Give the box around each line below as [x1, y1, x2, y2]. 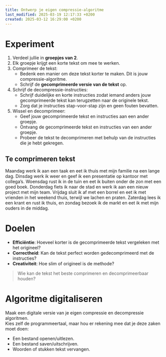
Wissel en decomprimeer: [12, 108, 66, 114]
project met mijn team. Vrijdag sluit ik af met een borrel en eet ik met [5, 189, 146, 196]
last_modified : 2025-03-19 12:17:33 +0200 [5, 12, 95, 17]
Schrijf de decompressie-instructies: [12, 87, 88, 93]
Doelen [5, 223, 35, 234]
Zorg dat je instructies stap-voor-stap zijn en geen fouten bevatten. [19, 103, 159, 109]
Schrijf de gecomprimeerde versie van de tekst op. [19, 81, 127, 88]
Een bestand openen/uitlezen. [12, 335, 74, 341]
